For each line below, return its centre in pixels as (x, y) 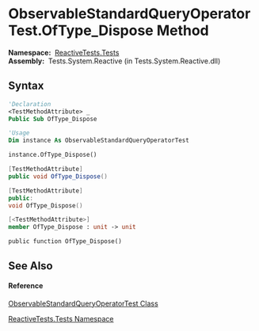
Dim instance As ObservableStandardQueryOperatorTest (99, 141)
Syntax (26, 86)
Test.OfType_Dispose (81, 30)
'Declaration (30, 104)
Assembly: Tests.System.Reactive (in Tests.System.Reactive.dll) (114, 61)
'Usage (19, 133)
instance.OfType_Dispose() (53, 155)
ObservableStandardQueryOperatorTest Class (83, 303)
